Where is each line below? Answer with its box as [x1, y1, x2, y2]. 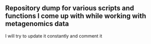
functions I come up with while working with [5, 12, 146, 20]
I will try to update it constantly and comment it [5, 32, 102, 39]
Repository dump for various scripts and [5, 4, 134, 12]
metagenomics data [5, 19, 69, 28]
